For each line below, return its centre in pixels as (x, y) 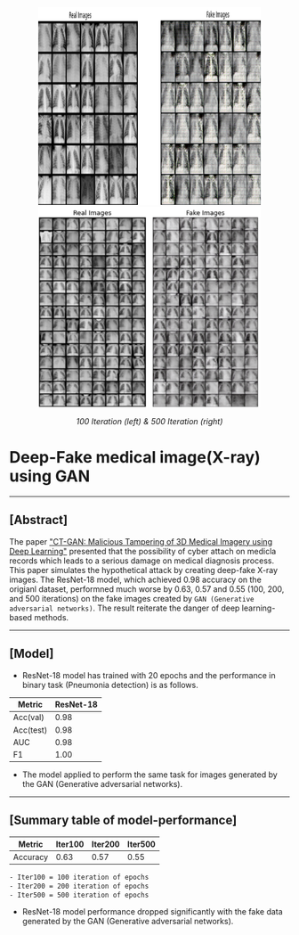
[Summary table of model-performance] (123, 820)
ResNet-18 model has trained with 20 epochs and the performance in (149, 675)
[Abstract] (39, 520)
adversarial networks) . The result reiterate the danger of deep (125, 608)
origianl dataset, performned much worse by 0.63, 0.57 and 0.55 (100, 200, (147, 589)
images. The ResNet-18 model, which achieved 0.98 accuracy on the (136, 579)
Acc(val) (28, 718)
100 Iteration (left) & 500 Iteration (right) (149, 421)
